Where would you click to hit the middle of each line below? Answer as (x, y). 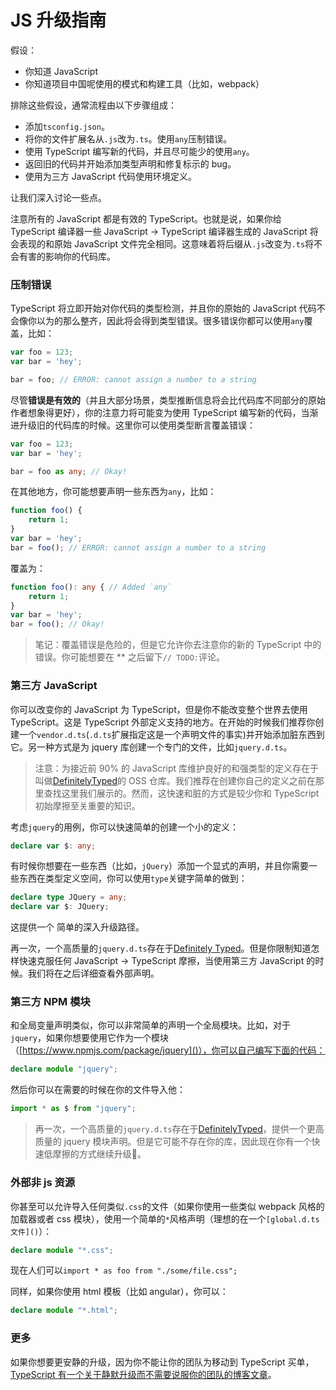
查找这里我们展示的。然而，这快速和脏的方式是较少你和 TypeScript (181, 793)
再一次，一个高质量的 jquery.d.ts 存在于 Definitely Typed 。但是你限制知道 (161, 948)
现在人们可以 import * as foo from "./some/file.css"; (124, 1270)
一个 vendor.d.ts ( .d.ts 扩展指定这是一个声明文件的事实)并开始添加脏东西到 (171, 734)
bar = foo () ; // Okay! (57, 624)
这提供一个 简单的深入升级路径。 (77, 927)
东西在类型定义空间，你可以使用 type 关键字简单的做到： (133, 878)
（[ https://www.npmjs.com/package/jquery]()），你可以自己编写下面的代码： (168, 1050)
